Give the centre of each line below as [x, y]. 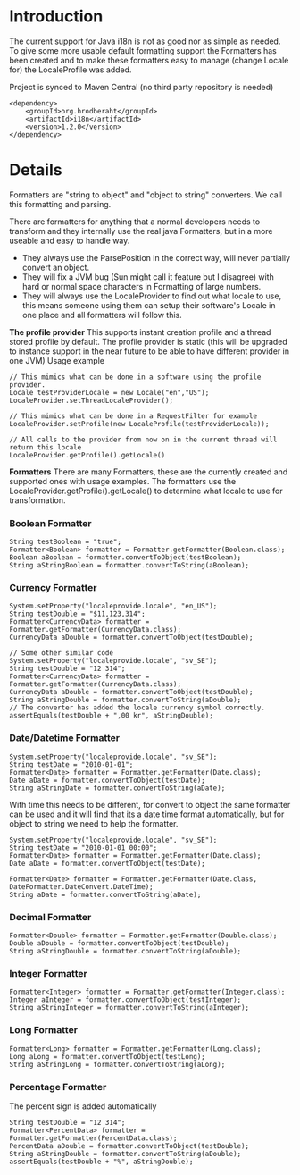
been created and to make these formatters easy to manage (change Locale [149, 60]
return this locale [46, 447]
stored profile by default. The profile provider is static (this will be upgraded [148, 341]
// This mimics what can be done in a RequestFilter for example [133, 416]
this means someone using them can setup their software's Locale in [149, 305]
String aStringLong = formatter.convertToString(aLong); [117, 1064]
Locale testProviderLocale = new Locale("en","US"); [109, 392]
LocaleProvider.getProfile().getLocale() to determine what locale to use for [146, 491]
